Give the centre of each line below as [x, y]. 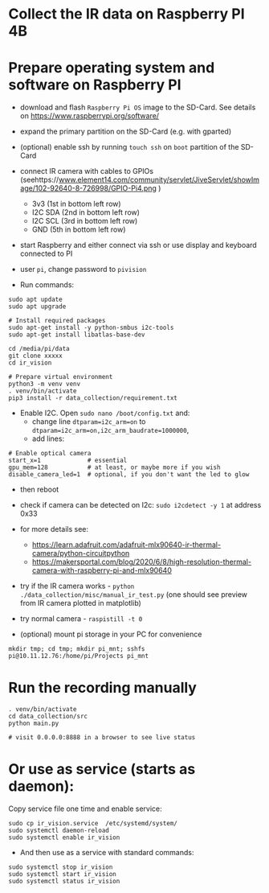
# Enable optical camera [50, 454]
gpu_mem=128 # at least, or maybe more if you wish [114, 467]
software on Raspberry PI [95, 85]
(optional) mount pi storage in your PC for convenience [111, 634]
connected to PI [46, 253]
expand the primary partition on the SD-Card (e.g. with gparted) [125, 132]
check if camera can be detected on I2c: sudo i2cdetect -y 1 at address [141, 505]
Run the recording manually [102, 688]
